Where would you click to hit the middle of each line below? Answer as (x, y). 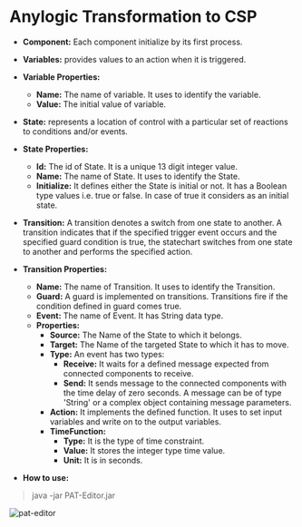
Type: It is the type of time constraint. (134, 441)
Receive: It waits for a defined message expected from (166, 364)
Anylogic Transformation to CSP (133, 17)
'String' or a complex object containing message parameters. (177, 402)
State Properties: (55, 149)
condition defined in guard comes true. (109, 306)
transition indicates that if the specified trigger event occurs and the (150, 232)
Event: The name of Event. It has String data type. (130, 316)
